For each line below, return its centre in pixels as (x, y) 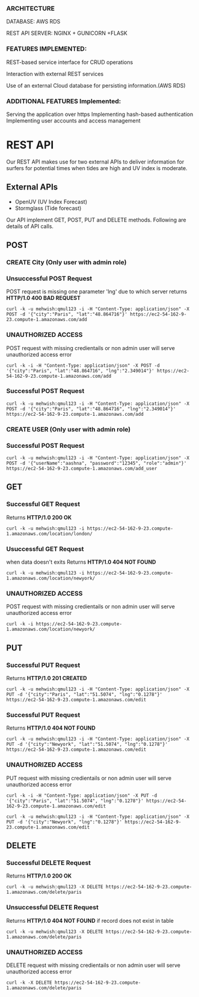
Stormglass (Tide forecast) (48, 208)
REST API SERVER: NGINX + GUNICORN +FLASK (67, 33)
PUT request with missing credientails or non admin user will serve (89, 778)
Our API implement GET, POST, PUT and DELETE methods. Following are (96, 220)
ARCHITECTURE (31, 8)
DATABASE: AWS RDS (33, 22)
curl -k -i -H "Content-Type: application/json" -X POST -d (83, 365)
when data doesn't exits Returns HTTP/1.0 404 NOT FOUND (81, 562)
